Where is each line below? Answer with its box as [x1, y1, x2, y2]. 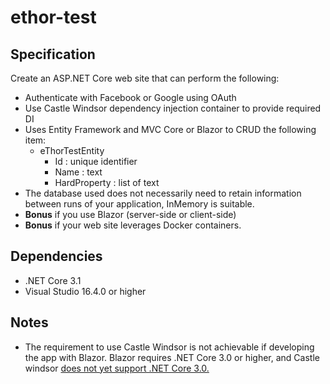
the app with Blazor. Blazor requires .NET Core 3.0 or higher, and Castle [24, 351, 320, 363]
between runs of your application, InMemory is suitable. [24, 198, 255, 210]
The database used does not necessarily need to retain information [24, 187, 302, 199]
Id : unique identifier [54, 156, 138, 167]
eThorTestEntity [39, 145, 105, 156]
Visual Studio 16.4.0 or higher [24, 285, 147, 297]
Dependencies [10, 248, 103, 265]
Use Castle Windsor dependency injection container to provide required [24, 102, 322, 114]
